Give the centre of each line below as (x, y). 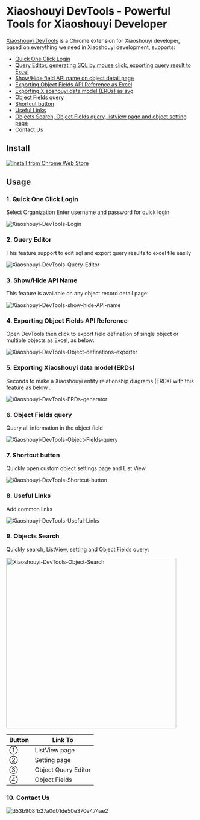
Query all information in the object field (55, 428)
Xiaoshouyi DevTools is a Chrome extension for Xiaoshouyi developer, (93, 40)
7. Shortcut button (33, 455)
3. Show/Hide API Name (42, 280)
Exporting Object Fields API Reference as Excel (73, 84)
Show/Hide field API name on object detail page (74, 78)
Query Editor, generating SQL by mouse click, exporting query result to (103, 65)
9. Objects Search (33, 536)
